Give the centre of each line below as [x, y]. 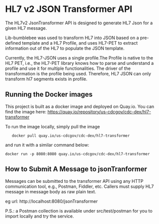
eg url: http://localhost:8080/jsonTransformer [51, 201]
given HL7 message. [26, 28]
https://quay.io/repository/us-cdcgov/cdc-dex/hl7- [99, 112]
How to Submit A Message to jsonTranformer [76, 169]
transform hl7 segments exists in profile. [46, 79]
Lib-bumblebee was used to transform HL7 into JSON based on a [72, 38]
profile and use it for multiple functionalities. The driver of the [68, 68]
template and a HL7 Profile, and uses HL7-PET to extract [80, 43]
